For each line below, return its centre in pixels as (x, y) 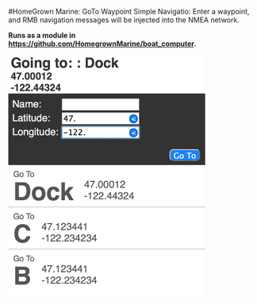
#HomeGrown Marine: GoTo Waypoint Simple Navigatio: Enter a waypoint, (129, 12)
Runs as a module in (42, 35)
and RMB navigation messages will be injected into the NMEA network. (124, 20)
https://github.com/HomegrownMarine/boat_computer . (102, 44)
